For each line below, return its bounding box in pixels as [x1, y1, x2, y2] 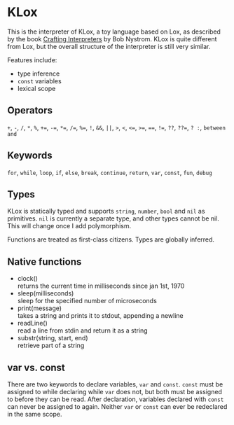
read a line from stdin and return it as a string [17, 326, 149, 335]
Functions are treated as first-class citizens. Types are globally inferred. [7, 235, 215, 244]
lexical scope [17, 84, 56, 92]
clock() [17, 274, 39, 283]
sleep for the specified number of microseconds [17, 297, 158, 305]
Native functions [7, 256, 82, 267]
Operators [7, 104, 53, 116]
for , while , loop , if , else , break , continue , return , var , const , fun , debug [7, 168, 212, 176]
